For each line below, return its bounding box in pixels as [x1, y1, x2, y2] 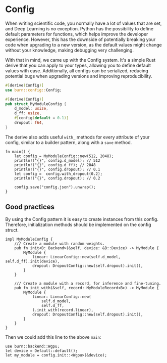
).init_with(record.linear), [32, 307, 94, 312]
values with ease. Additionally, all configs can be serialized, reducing [5, 67, 149, 74]
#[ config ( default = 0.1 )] [14, 115, 69, 121]
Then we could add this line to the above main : [5, 334, 101, 340]
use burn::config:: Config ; [5, 87, 62, 93]
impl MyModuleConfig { [5, 237, 53, 242]
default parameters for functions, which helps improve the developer [5, 31, 148, 37]
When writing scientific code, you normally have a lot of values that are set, [5, 20, 162, 26]
